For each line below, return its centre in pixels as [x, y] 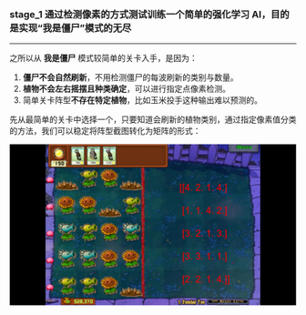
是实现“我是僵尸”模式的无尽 [71, 27]
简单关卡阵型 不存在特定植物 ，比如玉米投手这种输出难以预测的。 [142, 100]
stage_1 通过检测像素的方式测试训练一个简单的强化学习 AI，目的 [149, 14]
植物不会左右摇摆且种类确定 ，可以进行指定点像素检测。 [126, 89]
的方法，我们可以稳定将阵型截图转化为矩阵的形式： [105, 131]
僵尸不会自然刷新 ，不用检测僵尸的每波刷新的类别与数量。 [130, 77]
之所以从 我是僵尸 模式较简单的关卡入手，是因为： [103, 58]
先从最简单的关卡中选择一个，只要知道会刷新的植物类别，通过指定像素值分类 [153, 119]
